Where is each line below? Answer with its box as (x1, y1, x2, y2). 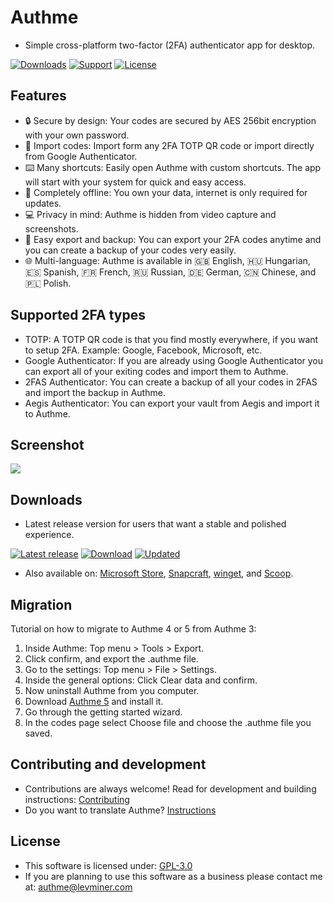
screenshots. (24, 222, 79, 235)
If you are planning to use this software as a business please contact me (24, 870, 323, 882)
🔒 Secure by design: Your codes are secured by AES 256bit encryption (24, 114, 317, 126)
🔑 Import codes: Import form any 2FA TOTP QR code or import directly (24, 139, 315, 151)
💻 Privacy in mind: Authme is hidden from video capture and (24, 208, 277, 220)
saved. (24, 727, 53, 739)
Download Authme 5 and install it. (24, 696, 164, 707)
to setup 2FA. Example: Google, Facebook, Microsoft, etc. (24, 344, 263, 356)
